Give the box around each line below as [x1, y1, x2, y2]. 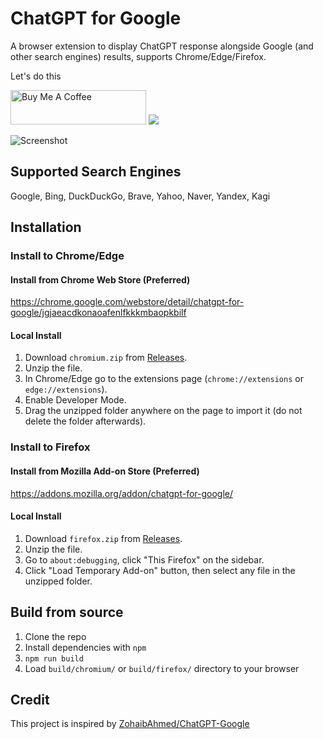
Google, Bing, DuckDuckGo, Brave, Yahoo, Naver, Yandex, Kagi [10, 190, 271, 202]
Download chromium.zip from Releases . [24, 352, 188, 364]
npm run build [24, 653, 84, 664]
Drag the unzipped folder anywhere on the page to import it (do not [24, 405, 303, 417]
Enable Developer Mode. [24, 394, 127, 406]
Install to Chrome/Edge [10, 249, 125, 263]
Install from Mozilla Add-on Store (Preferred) [10, 465, 200, 477]
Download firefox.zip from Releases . [24, 532, 183, 544]
